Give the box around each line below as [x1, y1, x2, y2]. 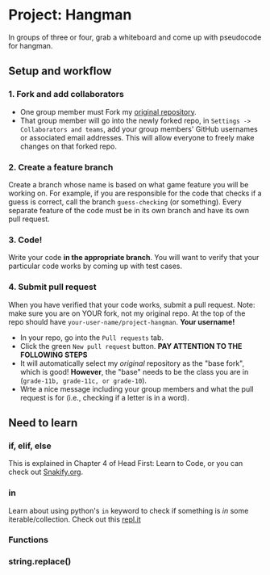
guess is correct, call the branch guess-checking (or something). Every [8, 196, 242, 207]
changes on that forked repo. [19, 141, 118, 151]
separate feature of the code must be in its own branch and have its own [8, 205, 250, 215]
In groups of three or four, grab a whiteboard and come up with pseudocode [8, 32, 262, 42]
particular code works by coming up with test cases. [8, 261, 183, 271]
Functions [8, 535, 48, 546]
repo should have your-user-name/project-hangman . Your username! [8, 317, 235, 326]
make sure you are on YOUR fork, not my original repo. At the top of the [8, 308, 246, 318]
